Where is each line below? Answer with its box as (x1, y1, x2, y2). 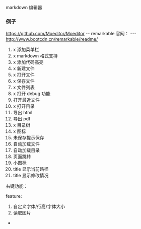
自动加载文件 (13, 141, 40, 147)
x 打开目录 (13, 103, 35, 109)
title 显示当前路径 (13, 166, 49, 172)
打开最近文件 (13, 97, 40, 103)
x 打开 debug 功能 (13, 91, 51, 97)
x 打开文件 (13, 72, 35, 78)
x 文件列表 (13, 85, 35, 91)
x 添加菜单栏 (13, 47, 39, 53)
